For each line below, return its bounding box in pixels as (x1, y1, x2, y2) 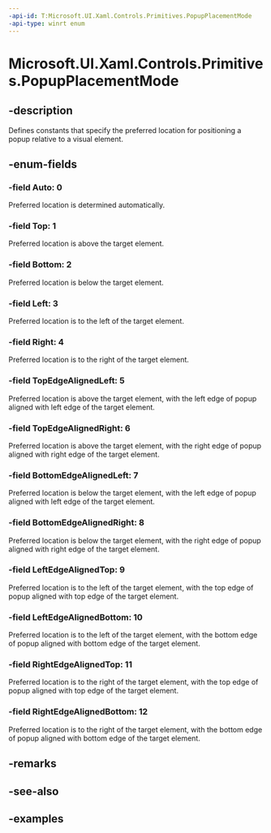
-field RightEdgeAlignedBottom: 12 (8, 706, 148, 718)
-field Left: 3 (8, 298, 58, 309)
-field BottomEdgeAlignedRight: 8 (8, 517, 144, 528)
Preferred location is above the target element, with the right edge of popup (8, 440, 262, 450)
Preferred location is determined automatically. (8, 200, 165, 210)
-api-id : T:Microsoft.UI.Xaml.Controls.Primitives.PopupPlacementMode (8, 11, 252, 20)
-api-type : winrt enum (8, 19, 85, 28)
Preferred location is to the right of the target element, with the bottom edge (8, 724, 263, 734)
